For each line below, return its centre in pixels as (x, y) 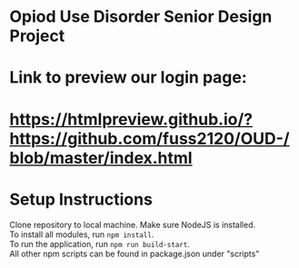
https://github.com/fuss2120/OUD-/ (149, 139)
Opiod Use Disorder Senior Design (141, 17)
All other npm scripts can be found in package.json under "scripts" (135, 253)
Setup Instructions (81, 199)
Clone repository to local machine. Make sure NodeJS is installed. (133, 224)
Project (37, 36)
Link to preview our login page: (128, 78)
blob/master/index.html (101, 158)
